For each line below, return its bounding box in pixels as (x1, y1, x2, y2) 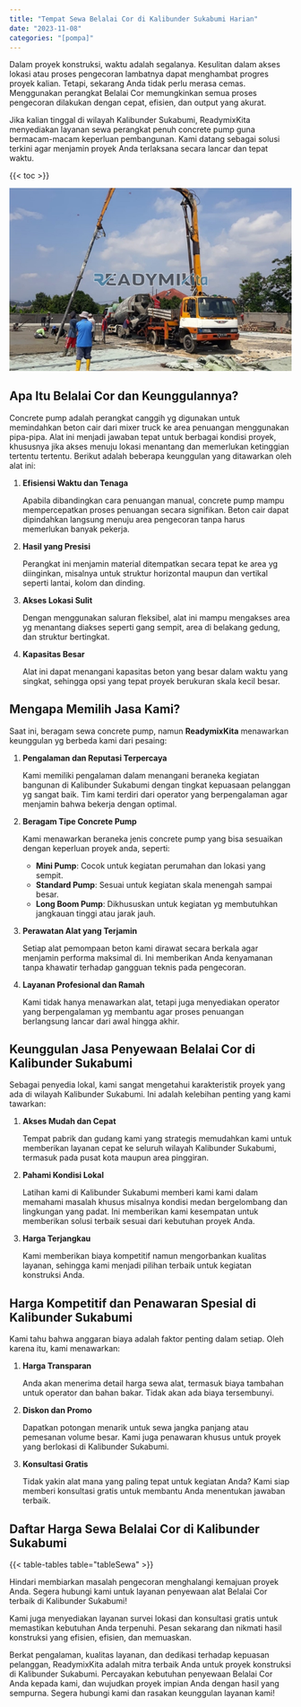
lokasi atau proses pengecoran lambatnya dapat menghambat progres (9, 68, 269, 80)
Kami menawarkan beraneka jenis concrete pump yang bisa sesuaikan (21, 833, 284, 844)
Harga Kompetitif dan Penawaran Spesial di (9, 1296, 257, 1311)
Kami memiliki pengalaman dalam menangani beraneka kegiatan (21, 770, 260, 780)
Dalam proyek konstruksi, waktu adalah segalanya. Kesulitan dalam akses (9, 59, 280, 70)
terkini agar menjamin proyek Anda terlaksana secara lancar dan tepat (9, 144, 269, 154)
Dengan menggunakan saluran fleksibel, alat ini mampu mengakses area (21, 612, 291, 623)
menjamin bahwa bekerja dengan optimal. (21, 798, 177, 809)
